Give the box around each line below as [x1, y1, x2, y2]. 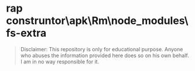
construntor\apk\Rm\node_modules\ [6, 14, 189, 27]
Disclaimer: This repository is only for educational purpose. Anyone [20, 45, 183, 52]
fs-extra [6, 27, 47, 40]
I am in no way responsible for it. [20, 58, 100, 65]
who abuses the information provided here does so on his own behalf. [20, 52, 189, 59]
